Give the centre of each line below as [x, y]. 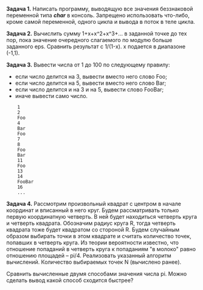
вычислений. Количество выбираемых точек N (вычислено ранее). [94, 262]
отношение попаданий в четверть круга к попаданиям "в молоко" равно [101, 249]
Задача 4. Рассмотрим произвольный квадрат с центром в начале [94, 204]
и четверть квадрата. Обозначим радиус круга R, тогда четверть [91, 223]
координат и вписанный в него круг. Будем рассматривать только [93, 210]
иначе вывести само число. [51, 96]
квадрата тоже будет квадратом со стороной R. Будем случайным [93, 230]
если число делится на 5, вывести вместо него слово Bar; [91, 83]
